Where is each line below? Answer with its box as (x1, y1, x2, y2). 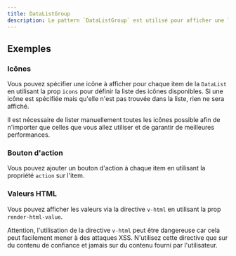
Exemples (7, 43, 51, 55)
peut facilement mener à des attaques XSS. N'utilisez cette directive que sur (7, 233, 228, 242)
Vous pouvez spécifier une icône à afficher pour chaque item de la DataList (7, 80, 227, 88)
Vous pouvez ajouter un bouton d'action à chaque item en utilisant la (7, 164, 206, 173)
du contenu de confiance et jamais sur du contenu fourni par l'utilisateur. (7, 241, 218, 249)
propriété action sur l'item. (7, 171, 85, 180)
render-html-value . (7, 212, 63, 221)
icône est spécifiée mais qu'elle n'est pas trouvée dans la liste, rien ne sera (7, 95, 225, 103)
